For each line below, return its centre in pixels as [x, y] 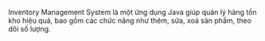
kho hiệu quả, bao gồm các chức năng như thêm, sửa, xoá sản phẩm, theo [130, 20]
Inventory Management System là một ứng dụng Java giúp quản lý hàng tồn [132, 12]
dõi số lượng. [29, 29]
